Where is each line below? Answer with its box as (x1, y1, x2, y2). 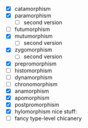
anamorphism (14, 87, 49, 95)
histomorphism (14, 67, 52, 74)
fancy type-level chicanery (14, 115, 83, 122)
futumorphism (14, 25, 50, 33)
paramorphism (14, 12, 52, 19)
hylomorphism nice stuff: (14, 107, 77, 115)
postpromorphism (14, 101, 59, 108)
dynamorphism (14, 73, 53, 81)
